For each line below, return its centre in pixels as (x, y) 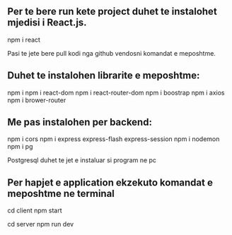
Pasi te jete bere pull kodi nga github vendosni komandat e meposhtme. (111, 53)
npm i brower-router (37, 100)
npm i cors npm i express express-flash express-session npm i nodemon (114, 139)
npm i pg (20, 147)
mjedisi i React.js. (47, 23)
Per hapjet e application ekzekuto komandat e (110, 182)
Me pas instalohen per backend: (80, 122)
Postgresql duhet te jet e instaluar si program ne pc (82, 160)
